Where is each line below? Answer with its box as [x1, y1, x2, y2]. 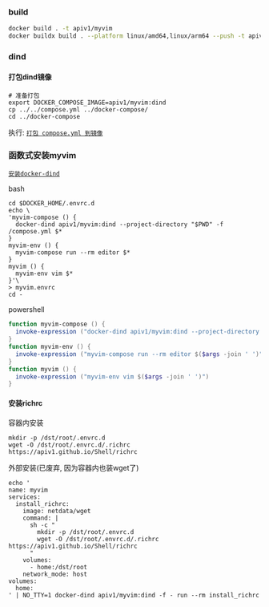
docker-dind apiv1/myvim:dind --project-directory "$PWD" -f [15, 221, 224, 229]
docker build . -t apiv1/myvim [8, 25, 113, 33]
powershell [8, 305, 45, 314]
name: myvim [8, 486, 48, 494]
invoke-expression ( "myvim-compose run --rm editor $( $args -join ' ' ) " [15, 350, 263, 358]
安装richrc [8, 398, 43, 407]
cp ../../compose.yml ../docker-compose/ [8, 106, 149, 114]
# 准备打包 [8, 91, 40, 100]
